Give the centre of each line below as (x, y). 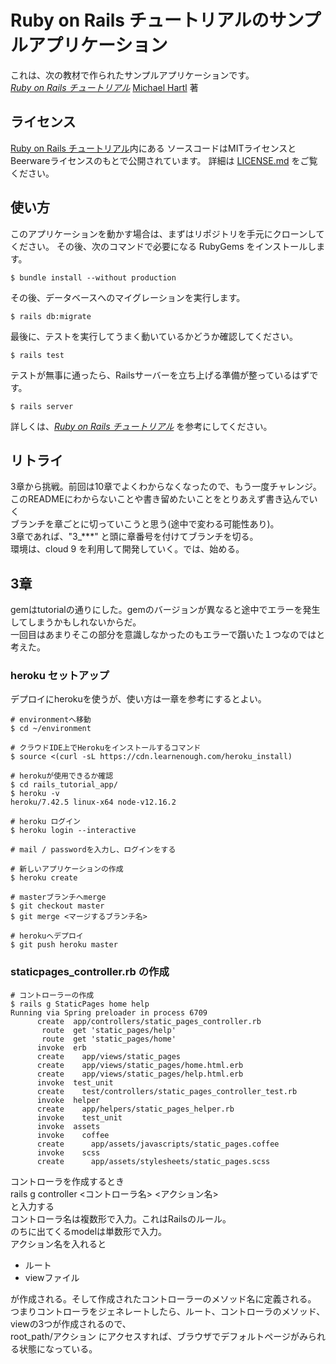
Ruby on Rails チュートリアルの (140, 20)
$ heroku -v (35, 794)
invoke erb (61, 1047)
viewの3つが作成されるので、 (71, 1323)
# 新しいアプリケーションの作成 (67, 869)
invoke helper (68, 1100)
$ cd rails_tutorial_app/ (64, 785)
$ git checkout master (57, 906)
